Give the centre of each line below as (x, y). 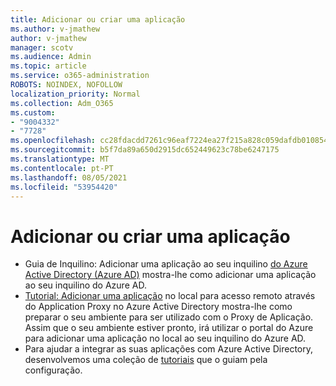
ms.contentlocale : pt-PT (62, 168)
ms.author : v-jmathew (55, 29)
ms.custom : (33, 112)
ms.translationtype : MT (60, 159)
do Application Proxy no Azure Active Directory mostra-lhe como (158, 307)
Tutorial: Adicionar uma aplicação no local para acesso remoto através (170, 296)
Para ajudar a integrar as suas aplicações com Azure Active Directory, (168, 349)
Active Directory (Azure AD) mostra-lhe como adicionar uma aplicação (170, 275)
